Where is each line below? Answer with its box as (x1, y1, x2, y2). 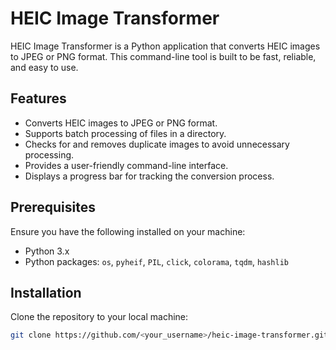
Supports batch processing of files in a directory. (24, 127, 227, 139)
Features (10, 90, 67, 107)
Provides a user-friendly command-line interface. (24, 159, 229, 171)
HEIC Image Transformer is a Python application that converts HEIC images (10, 40, 321, 52)
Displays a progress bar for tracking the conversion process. (24, 170, 275, 182)
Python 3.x (24, 245, 70, 257)
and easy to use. (10, 61, 79, 73)
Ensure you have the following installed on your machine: (10, 225, 246, 237)
